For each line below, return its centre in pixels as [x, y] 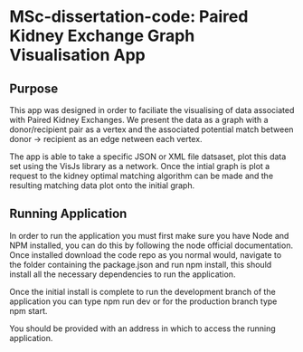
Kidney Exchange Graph [102, 36]
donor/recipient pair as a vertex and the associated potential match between [151, 129]
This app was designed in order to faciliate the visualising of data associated [152, 110]
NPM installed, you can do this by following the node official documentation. [151, 245]
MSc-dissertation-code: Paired [129, 17]
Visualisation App [78, 55]
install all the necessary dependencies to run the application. [123, 274]
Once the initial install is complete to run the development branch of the [142, 291]
